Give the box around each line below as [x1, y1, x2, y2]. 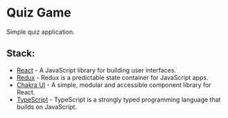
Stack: [6, 48, 35, 59]
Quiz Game [6, 5, 71, 21]
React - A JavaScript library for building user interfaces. [16, 66, 177, 74]
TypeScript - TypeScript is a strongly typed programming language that [16, 95, 221, 104]
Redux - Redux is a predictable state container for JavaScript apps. [16, 73, 209, 81]
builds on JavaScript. [16, 102, 78, 111]
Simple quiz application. [6, 28, 76, 36]
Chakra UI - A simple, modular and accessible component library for [16, 81, 212, 89]
